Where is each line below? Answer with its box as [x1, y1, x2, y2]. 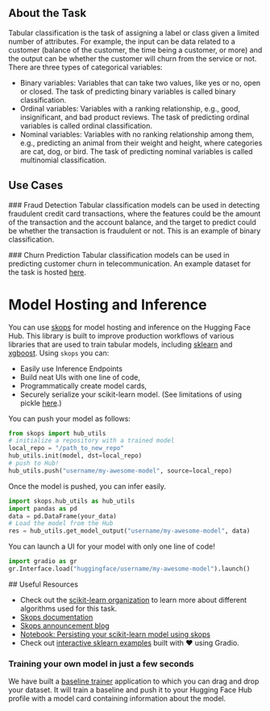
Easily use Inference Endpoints [19, 364, 123, 373]
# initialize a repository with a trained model [8, 436, 175, 445]
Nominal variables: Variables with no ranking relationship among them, [19, 129, 255, 139]
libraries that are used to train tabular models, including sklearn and [8, 339, 233, 349]
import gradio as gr [8, 557, 78, 566]
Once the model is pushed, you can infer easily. [8, 481, 167, 491]
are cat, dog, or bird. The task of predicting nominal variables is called [19, 146, 253, 156]
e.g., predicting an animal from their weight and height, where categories [19, 137, 263, 148]
